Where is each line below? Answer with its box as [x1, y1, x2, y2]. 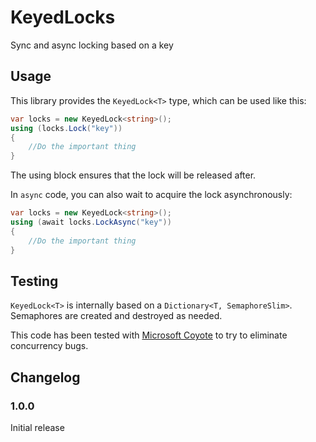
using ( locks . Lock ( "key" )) [10, 123, 123, 133]
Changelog [10, 369, 81, 386]
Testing [10, 272, 59, 290]
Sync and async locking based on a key [10, 39, 174, 51]
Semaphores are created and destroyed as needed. [10, 310, 223, 322]
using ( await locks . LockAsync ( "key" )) [10, 217, 172, 227]
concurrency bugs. [10, 340, 89, 352]
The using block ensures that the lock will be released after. [10, 169, 257, 181]
